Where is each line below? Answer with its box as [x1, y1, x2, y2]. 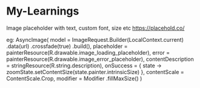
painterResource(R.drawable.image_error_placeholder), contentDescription [6, 55, 194, 63]
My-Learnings [6, 4, 79, 18]
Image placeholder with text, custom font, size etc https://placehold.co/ [6, 24, 185, 32]
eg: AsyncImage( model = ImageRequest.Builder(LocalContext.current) [6, 36, 184, 43]
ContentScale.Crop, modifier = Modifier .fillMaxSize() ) [6, 75, 142, 82]
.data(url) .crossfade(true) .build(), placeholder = [6, 42, 128, 50]
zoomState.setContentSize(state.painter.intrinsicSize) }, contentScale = [6, 68, 184, 75]
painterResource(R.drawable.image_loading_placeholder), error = [6, 49, 170, 56]
